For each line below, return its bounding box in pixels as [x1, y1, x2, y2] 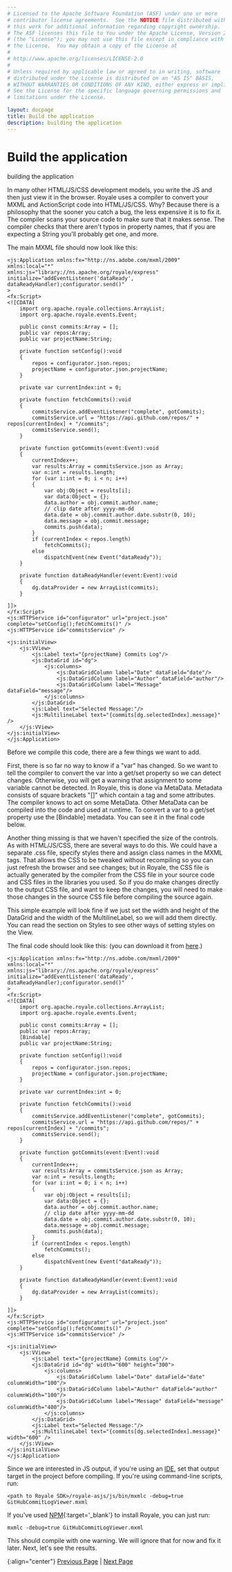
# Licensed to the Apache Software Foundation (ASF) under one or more [7, 10, 217, 17]
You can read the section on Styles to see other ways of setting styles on [7, 920, 215, 929]
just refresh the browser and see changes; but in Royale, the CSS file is [7, 863, 209, 871]
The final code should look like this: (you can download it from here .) [7, 941, 203, 950]
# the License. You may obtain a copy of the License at [7, 42, 177, 49]
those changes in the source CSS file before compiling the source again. [7, 892, 213, 901]
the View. [7, 928, 34, 936]
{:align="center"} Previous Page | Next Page [7, 1557, 133, 1565]
